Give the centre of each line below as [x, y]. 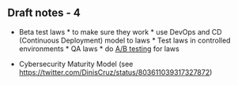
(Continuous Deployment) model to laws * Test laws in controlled [125, 40]
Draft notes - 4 [44, 13]
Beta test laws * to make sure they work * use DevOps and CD [120, 31]
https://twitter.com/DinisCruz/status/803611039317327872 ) [115, 72]
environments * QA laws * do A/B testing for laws [99, 48]
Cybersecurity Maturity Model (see [76, 64]
